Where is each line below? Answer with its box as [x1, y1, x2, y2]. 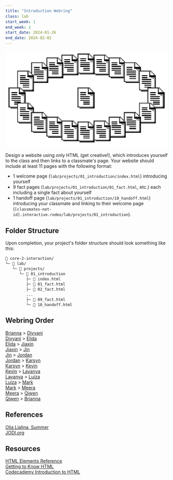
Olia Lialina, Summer [5, 424, 49, 430]
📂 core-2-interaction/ [5, 256, 54, 261]
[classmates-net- [14, 207, 52, 212]
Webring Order [5, 316, 54, 325]
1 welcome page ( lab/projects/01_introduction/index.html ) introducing [12, 173, 167, 180]
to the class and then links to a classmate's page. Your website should [5, 157, 154, 164]
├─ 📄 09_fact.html [26, 297, 66, 303]
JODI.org [5, 430, 25, 436]
